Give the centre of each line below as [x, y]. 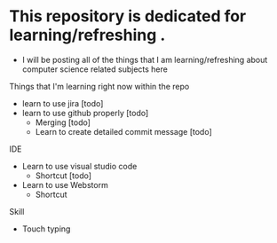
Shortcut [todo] [63, 176]
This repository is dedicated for [128, 16]
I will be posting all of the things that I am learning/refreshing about [145, 59]
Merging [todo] [63, 122]
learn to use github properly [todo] [85, 113]
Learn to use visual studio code [79, 166]
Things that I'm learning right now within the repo [99, 86]
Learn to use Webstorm [65, 184]
